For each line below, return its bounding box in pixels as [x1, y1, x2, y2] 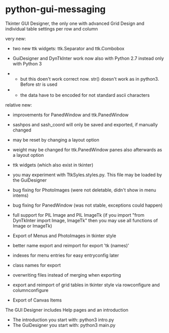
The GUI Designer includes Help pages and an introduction [5, 307, 128, 313]
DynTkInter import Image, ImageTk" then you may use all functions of [12, 217, 158, 223]
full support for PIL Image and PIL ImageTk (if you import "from [12, 212, 145, 218]
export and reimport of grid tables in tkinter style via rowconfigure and [12, 282, 160, 288]
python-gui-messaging [5, 4, 106, 15]
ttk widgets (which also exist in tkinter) [12, 161, 94, 168]
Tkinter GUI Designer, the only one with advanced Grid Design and [5, 20, 145, 26]
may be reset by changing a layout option [12, 137, 99, 143]
